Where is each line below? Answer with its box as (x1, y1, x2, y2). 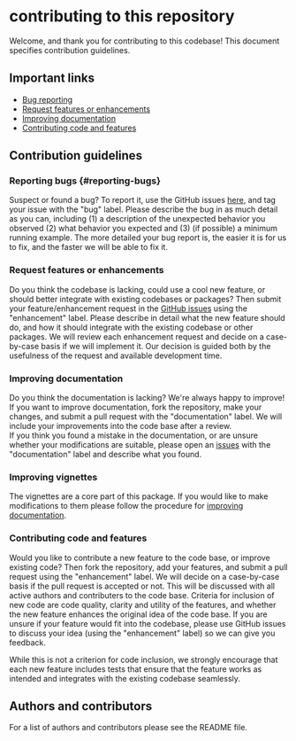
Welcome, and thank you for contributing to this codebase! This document (9, 35, 280, 46)
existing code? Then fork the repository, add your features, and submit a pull (9, 561, 288, 573)
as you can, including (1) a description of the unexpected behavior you (9, 214, 266, 224)
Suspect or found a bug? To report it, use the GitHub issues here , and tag (9, 195, 277, 206)
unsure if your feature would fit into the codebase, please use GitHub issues (9, 618, 286, 628)
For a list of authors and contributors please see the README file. (9, 722, 247, 733)
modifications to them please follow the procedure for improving (9, 501, 244, 511)
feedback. (9, 636, 46, 648)
